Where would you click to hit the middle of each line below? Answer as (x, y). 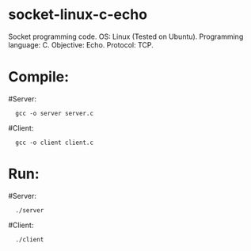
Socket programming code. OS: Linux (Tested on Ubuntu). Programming (126, 36)
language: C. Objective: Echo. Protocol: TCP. (81, 44)
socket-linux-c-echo (78, 15)
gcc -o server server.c (54, 113)
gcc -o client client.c (54, 143)
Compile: (39, 77)
